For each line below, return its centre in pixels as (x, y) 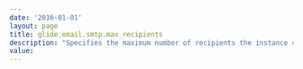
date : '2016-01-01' (46, 17)
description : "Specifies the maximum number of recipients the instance (149, 43)
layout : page (34, 26)
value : (22, 51)
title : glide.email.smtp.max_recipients (87, 34)
